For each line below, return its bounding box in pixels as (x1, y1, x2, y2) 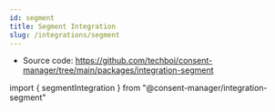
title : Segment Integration (9, 22, 117, 31)
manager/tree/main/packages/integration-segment (22, 65, 214, 76)
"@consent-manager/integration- (142, 83, 268, 94)
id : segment (9, 13, 55, 23)
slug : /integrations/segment (9, 30, 120, 39)
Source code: (22, 56, 74, 66)
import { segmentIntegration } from (9, 83, 141, 94)
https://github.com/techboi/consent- (75, 56, 213, 66)
